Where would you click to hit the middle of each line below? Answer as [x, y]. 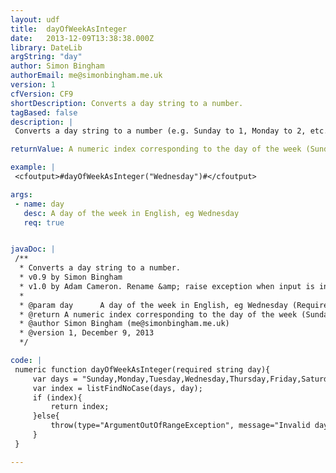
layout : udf [35, 19]
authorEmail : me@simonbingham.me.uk [86, 76]
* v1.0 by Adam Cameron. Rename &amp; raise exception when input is [167, 286]
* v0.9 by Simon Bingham [71, 277]
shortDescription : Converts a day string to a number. [127, 103]
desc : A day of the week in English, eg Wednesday [131, 213]
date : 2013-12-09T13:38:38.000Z [82, 38]
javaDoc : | [33, 249]
